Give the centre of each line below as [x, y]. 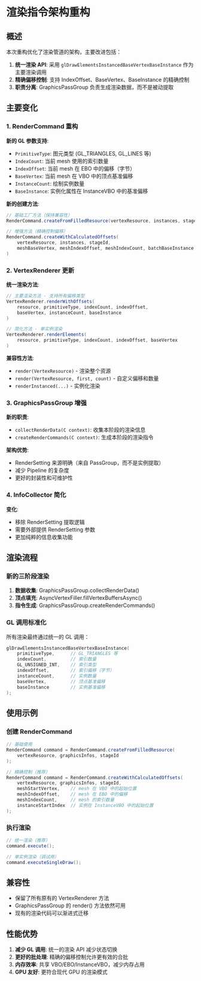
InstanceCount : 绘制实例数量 [50, 183]
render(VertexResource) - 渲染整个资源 [63, 370]
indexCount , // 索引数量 [57, 659]
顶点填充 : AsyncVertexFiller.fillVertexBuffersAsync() [78, 598]
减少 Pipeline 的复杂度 [42, 470]
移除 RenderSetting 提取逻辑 [50, 522]
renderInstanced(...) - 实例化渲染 [57, 385]
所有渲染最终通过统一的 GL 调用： [48, 636]
